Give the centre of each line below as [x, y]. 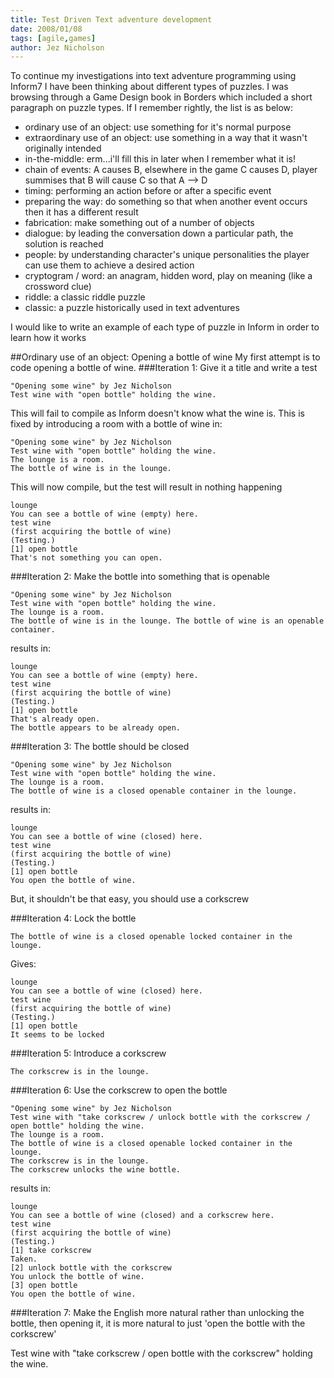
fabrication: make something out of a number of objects [139, 223]
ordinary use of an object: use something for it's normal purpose [158, 127]
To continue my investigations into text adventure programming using [153, 76]
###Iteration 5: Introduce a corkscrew [88, 1053]
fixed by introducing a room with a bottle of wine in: [116, 424]
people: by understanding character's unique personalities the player [167, 255]
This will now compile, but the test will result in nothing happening [146, 487]
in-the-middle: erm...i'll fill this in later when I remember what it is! [160, 159]
